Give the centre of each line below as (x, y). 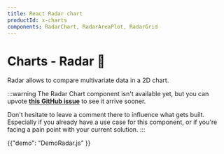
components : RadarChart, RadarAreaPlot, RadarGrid (83, 26)
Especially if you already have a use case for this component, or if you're (112, 122)
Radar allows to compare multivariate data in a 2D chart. (88, 80)
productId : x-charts (37, 20)
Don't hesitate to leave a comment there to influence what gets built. (106, 115)
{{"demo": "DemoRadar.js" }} (49, 143)
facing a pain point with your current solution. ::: (76, 130)
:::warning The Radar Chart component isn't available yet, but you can (108, 94)
